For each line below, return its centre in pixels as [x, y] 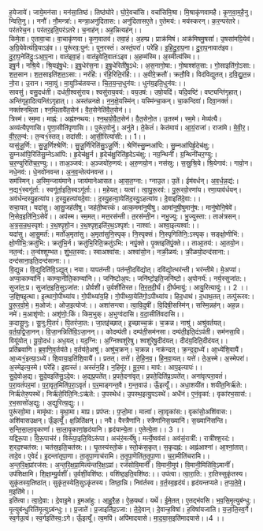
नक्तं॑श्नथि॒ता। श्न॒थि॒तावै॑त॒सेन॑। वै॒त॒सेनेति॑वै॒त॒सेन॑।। [70, 110]
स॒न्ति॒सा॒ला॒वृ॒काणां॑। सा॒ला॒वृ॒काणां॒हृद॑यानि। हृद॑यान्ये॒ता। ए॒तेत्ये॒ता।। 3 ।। [96, 429]
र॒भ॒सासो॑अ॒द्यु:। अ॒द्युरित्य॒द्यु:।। [47, 403]
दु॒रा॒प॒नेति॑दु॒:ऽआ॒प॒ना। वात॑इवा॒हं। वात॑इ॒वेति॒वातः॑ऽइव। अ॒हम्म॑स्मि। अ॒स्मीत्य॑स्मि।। [104, 56]
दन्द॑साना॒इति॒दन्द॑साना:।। [40, 261]
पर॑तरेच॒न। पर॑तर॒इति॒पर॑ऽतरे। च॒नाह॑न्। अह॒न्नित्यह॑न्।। [76, 30]
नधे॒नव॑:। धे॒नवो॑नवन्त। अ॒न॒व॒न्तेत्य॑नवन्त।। [61, 172]
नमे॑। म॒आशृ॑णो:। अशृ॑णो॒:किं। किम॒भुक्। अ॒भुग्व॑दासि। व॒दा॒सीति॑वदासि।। [96, 314]
